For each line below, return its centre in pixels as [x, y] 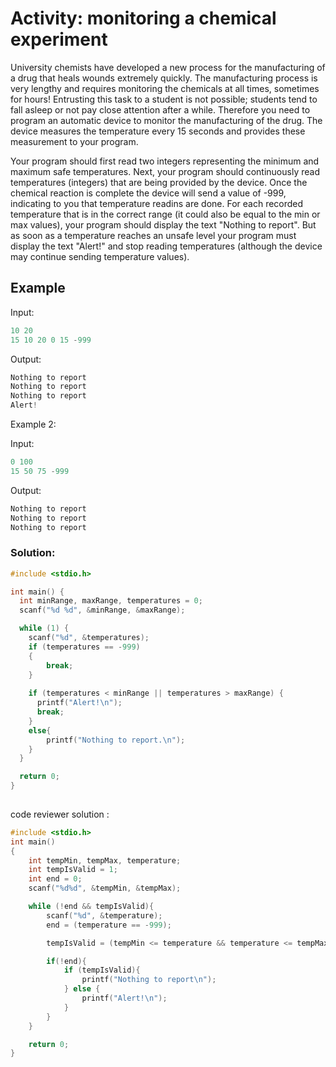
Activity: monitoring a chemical [143, 18]
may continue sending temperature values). [100, 256]
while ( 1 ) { [44, 628]
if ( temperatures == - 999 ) [84, 647]
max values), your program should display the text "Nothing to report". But [163, 224]
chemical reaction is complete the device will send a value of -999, [148, 193]
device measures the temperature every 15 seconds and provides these [158, 131]
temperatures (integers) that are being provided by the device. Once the [159, 182]
